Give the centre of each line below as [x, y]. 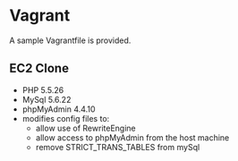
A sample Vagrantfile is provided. [70, 40]
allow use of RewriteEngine [85, 128]
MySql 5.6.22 [47, 99]
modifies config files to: [66, 118]
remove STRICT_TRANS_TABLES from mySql [118, 147]
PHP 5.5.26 [43, 89]
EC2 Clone [39, 68]
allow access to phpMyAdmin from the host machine [132, 137]
